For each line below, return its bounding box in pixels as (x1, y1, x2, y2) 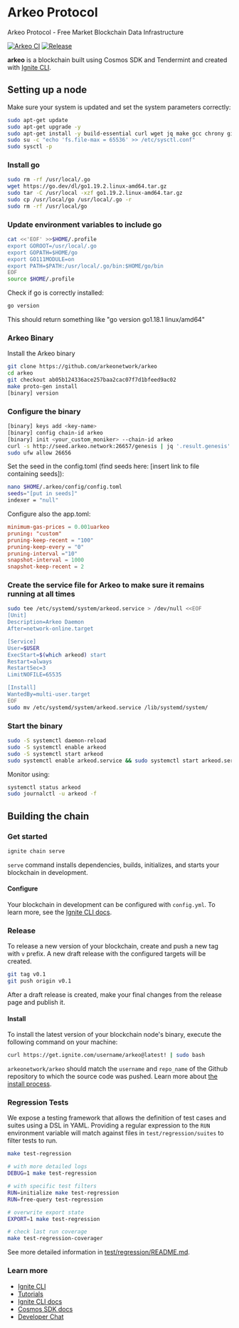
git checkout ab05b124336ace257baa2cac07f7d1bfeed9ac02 (7, 376, 176, 384)
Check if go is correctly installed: (7, 288, 105, 297)
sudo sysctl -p (7, 143, 53, 151)
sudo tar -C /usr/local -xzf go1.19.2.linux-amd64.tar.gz (7, 190, 183, 197)
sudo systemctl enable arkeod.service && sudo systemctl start (7, 757, 199, 764)
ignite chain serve (7, 847, 65, 855)
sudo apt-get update (7, 116, 69, 123)
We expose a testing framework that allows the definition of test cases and (7, 1114, 226, 1122)
